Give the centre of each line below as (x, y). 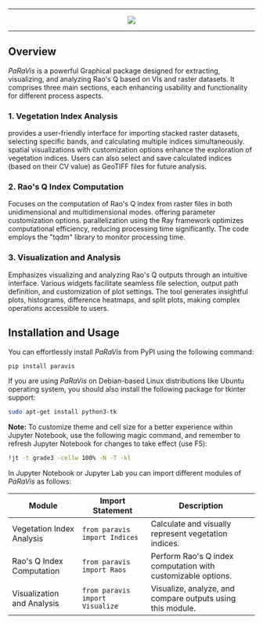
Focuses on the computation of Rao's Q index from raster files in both (120, 204)
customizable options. (191, 576)
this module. (173, 608)
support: (22, 398)
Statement (113, 511)
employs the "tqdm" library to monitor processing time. (97, 237)
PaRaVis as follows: (40, 482)
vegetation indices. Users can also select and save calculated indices (120, 159)
